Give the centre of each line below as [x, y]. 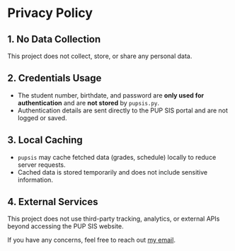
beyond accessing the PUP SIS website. [65, 226]
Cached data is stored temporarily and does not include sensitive [113, 172]
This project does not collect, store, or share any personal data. [100, 56]
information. [35, 180]
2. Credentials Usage [55, 78]
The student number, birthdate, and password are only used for [110, 95]
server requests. [41, 165]
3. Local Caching [45, 140]
